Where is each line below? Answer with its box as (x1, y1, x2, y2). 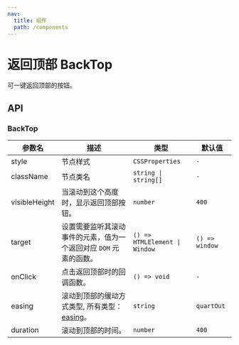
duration (11, 325, 39, 334)
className (11, 172, 48, 181)
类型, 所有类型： (68, 302, 123, 311)
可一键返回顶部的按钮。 (7, 81, 76, 89)
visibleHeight (11, 197, 55, 207)
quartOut (196, 302, 225, 310)
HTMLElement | (132, 239, 181, 246)
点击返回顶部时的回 (61, 267, 126, 277)
